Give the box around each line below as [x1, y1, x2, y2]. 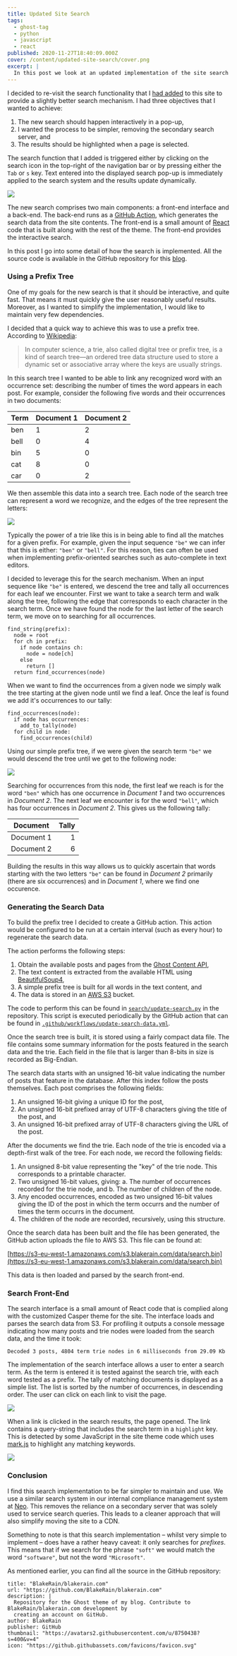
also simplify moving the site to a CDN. [7, 1516, 120, 1525]
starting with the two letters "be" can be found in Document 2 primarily [7, 869, 213, 878]
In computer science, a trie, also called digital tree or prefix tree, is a [24, 345, 223, 353]
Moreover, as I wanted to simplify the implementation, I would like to [7, 303, 205, 311]
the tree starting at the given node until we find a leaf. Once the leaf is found [7, 689, 229, 697]
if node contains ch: [20, 643, 83, 651]
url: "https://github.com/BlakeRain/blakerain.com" [7, 1586, 162, 1593]
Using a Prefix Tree [7, 272, 74, 282]
